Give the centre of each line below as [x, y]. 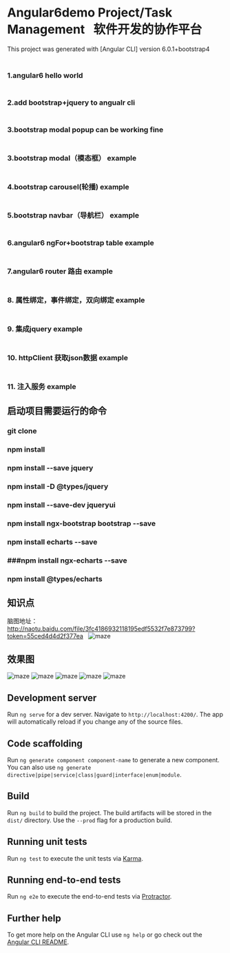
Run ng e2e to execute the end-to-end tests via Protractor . [90, 897]
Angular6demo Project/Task [90, 13]
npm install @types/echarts [55, 578]
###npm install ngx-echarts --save [67, 561]
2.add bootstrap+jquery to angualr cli [71, 103]
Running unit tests [47, 842]
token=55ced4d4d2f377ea [45, 636]
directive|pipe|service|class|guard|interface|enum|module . [94, 774]
